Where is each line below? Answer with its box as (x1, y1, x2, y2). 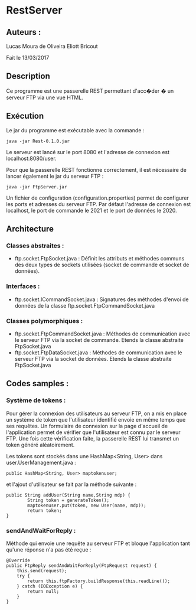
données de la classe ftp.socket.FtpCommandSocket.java (14, 302, 155, 309)
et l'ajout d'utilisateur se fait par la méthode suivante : (6, 481, 137, 488)
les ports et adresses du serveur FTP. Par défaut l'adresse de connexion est (6, 200, 191, 207)
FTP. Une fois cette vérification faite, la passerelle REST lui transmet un (6, 435, 179, 442)
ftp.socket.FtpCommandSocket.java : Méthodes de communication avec (14, 330, 191, 337)
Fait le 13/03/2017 (6, 54, 50, 61)
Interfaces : (6, 282, 40, 291)
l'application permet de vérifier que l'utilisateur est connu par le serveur (6, 429, 181, 436)
